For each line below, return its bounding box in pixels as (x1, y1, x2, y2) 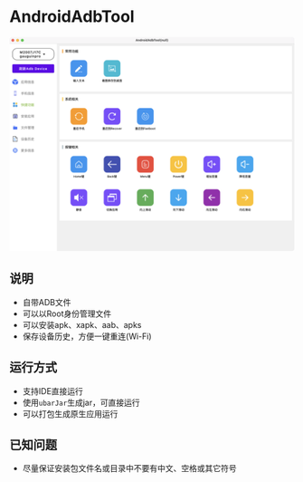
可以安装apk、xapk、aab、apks (22, 319, 142, 330)
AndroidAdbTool (9, 6, 135, 27)
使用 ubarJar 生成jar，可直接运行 (22, 397, 140, 408)
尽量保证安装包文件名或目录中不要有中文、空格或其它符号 (22, 463, 237, 474)
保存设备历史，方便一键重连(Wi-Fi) (22, 331, 152, 342)
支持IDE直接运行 (22, 385, 84, 396)
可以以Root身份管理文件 (22, 308, 111, 319)
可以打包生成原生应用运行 (22, 408, 118, 419)
